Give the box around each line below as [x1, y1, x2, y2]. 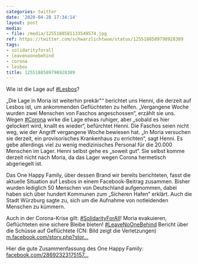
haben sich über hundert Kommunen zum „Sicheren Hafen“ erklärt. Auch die [6, 190, 192, 198]
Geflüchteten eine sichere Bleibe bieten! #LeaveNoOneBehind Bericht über [6, 221, 189, 228]
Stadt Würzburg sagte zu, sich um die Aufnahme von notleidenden [6, 197, 168, 204]
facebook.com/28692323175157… [6, 252, 89, 259]
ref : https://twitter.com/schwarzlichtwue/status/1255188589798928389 [6, 36, 184, 42]
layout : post [6, 20, 38, 26]
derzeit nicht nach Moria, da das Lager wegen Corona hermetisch [6, 154, 167, 161]
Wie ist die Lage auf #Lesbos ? [6, 85, 80, 93]
